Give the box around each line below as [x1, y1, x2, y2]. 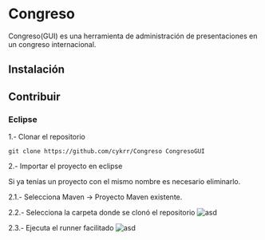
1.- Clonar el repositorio [8, 132, 85, 142]
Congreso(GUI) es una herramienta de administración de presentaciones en [8, 31, 258, 41]
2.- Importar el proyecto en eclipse [8, 161, 123, 171]
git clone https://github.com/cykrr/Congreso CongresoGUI [8, 148, 205, 155]
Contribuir [8, 89, 61, 104]
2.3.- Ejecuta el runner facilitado [8, 223, 114, 233]
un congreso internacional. [8, 39, 97, 49]
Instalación [8, 63, 65, 77]
